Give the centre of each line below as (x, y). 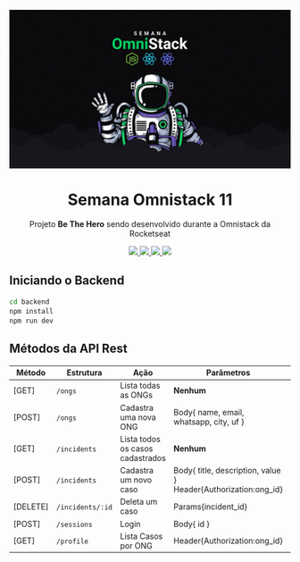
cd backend (29, 302)
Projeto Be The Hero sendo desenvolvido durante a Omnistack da (150, 224)
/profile (73, 541)
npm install (31, 312)
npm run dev (31, 321)
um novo (136, 480)
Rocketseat (150, 234)
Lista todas (140, 386)
